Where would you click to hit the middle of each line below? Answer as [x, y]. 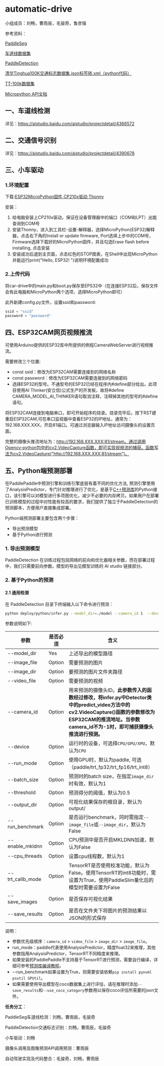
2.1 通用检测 [17, 593]
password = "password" [28, 316]
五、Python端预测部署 [39, 471]
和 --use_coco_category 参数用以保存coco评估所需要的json [96, 990]
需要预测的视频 [86, 681]
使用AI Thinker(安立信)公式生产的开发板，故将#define [70, 390]
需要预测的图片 [86, 663]
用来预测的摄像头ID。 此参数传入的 [108, 690]
